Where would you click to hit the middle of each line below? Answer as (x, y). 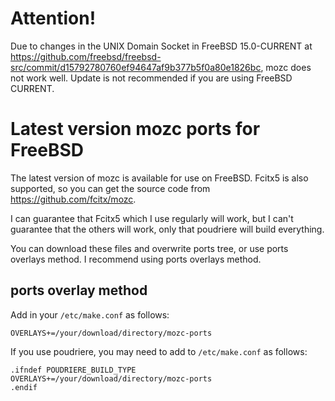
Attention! (53, 18)
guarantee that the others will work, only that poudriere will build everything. (167, 229)
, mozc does (286, 67)
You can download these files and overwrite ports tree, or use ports (149, 248)
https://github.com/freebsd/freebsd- (86, 56)
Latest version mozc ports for (135, 129)
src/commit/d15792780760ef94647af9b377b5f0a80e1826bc (136, 67)
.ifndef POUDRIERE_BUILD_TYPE (73, 370)
